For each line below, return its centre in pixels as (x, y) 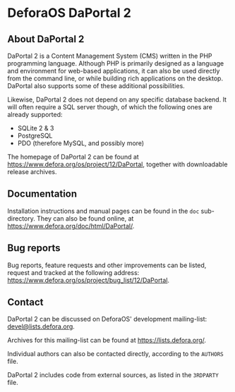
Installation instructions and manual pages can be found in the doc (103, 211)
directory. (21, 218)
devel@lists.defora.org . (41, 326)
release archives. (32, 172)
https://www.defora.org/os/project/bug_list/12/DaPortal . (89, 280)
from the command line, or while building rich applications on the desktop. (115, 78)
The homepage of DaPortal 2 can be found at (73, 157)
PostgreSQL (35, 136)
